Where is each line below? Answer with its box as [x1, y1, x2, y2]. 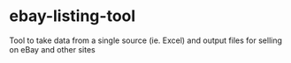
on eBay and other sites [9, 44, 96, 54]
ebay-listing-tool [9, 6, 136, 26]
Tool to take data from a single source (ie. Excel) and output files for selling [9, 35, 283, 45]
